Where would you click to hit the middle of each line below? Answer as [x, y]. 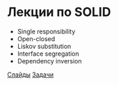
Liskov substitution [44, 46]
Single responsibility [46, 31]
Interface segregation [48, 54]
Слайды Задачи [31, 75]
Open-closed [36, 38]
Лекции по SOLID [59, 12]
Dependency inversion [49, 61]
